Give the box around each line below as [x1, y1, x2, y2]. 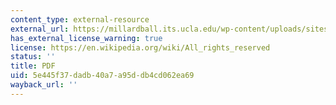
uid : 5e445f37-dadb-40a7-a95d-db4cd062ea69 [10, 71, 195, 81]
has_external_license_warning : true [10, 33, 163, 43]
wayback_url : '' [10, 80, 78, 90]
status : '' [10, 52, 56, 62]
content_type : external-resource [10, 14, 150, 25]
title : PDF [10, 61, 56, 71]
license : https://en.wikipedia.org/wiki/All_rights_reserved [10, 42, 271, 53]
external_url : [10, 24, 70, 34]
